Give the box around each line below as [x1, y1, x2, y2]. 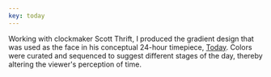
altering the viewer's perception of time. [8, 59, 142, 69]
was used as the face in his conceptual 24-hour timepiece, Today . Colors [8, 42, 252, 52]
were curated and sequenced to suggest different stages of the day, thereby [8, 51, 263, 60]
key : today [8, 11, 45, 20]
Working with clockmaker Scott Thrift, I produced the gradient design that [8, 34, 255, 43]
